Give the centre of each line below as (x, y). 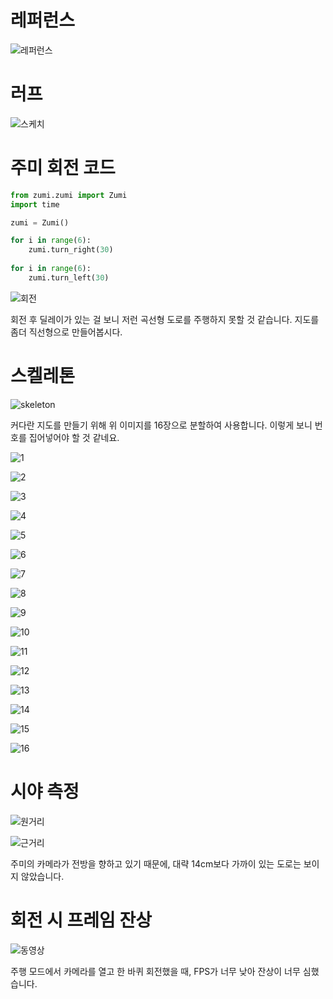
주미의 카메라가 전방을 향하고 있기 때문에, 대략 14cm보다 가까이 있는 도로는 (156, 863)
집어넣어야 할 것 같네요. (74, 437)
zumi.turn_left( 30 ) (69, 277)
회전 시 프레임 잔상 (81, 920)
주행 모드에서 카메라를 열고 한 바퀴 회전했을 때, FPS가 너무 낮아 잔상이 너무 (155, 971)
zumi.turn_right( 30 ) (71, 250)
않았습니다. (42, 876)
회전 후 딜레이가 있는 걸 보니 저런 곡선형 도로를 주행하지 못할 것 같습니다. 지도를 (165, 319)
